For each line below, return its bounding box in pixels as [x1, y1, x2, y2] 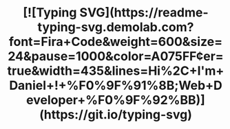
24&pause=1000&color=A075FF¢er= [8, 49, 224, 64]
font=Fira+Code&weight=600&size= [8, 34, 223, 49]
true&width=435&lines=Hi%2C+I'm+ [7, 63, 224, 79]
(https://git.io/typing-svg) [39, 107, 193, 123]
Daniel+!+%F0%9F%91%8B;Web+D [9, 78, 222, 93]
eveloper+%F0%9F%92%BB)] [26, 93, 205, 108]
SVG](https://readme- [79, 5, 209, 21]
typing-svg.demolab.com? [37, 19, 194, 35]
